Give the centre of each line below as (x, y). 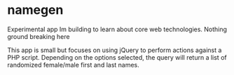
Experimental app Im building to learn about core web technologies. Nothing (117, 29)
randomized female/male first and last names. (74, 65)
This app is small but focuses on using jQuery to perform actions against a (115, 50)
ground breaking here (39, 36)
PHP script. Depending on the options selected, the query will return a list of (117, 57)
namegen (35, 10)
